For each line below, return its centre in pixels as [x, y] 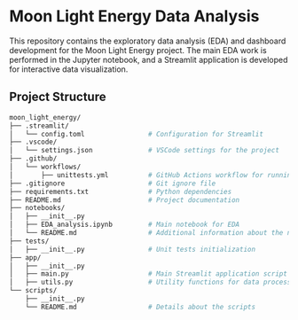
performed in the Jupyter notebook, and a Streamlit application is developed [149, 59]
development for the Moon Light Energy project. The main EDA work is [138, 50]
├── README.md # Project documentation [125, 200]
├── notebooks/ [37, 208]
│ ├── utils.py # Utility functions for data [134, 282]
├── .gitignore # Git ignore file [113, 183]
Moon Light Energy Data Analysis [134, 16]
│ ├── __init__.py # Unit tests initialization [132, 249]
